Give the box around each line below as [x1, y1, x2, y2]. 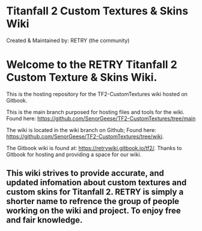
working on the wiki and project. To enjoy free [6, 206, 182, 216]
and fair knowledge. [6, 215, 83, 226]
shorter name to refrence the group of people [6, 196, 179, 206]
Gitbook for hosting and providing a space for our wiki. [6, 151, 142, 158]
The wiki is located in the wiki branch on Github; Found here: [6, 126, 156, 133]
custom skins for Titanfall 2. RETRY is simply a [6, 187, 184, 197]
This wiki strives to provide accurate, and [6, 168, 164, 178]
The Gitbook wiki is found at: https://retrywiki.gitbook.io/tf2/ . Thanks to [6, 144, 182, 151]
